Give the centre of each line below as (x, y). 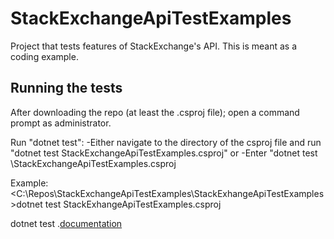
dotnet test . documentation (66, 223)
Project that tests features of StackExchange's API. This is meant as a (154, 46)
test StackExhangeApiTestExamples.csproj (133, 204)
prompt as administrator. (61, 123)
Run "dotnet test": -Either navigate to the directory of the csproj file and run (166, 142)
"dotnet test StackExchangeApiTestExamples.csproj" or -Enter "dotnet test (164, 153)
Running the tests (66, 88)
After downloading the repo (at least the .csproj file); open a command (155, 112)
